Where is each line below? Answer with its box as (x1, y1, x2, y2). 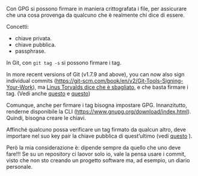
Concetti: (6, 23, 29, 30)
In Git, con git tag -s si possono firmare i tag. (6, 59, 122, 66)
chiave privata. (14, 35, 52, 41)
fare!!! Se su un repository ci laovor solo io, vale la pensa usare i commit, (6, 150, 186, 157)
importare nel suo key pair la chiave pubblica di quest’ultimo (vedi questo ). (6, 132, 193, 139)
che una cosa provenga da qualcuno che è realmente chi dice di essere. (6, 11, 185, 19)
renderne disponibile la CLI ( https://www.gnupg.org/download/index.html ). (6, 108, 191, 115)
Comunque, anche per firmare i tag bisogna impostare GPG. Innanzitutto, (6, 102, 188, 109)
